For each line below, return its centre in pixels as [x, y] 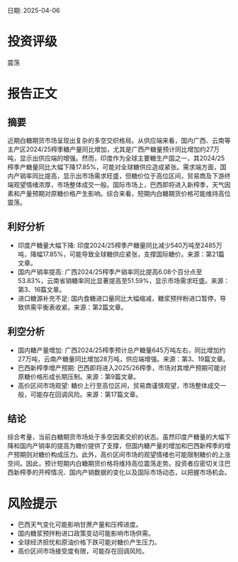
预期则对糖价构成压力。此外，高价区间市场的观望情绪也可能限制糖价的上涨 [122, 454]
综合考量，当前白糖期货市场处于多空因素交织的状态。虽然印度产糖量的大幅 [116, 437]
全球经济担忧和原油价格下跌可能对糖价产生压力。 [89, 542]
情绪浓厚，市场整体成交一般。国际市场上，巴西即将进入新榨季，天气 [125, 184]
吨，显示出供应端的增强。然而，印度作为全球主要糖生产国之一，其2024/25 [116, 158]
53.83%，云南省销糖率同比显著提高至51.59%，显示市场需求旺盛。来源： [124, 280]
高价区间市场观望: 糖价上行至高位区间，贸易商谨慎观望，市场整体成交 [119, 385]
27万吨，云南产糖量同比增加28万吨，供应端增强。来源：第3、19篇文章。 [123, 359]
